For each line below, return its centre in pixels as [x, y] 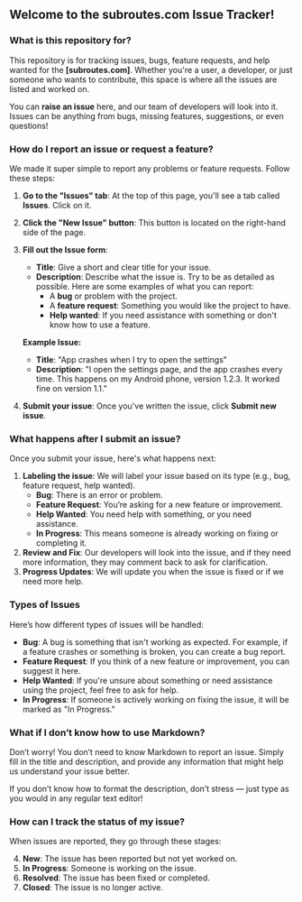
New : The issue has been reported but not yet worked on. [130, 859]
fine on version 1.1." [72, 388]
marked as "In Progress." [69, 709]
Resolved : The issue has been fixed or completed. [116, 878]
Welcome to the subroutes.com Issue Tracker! [142, 15]
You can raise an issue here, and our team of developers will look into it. [144, 106]
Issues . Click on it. [57, 205]
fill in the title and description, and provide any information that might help [146, 761]
